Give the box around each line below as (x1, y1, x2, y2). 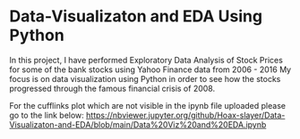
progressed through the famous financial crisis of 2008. (9, 83, 216, 94)
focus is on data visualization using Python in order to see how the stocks (9, 73, 281, 84)
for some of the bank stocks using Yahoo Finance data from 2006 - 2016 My (9, 64, 292, 75)
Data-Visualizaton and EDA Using (9, 6, 262, 27)
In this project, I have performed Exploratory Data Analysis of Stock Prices (9, 54, 284, 65)
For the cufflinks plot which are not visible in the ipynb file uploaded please (9, 100, 287, 110)
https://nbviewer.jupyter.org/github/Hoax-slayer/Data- (86, 110, 286, 120)
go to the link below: (9, 110, 85, 120)
